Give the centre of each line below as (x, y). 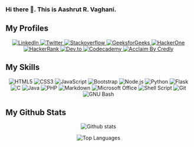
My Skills (23, 67)
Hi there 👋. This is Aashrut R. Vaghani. (61, 9)
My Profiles (27, 29)
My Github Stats (36, 112)
